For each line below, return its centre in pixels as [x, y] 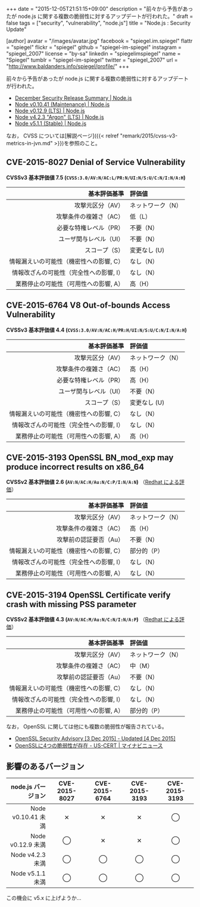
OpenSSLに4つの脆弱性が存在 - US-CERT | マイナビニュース [89, 746]
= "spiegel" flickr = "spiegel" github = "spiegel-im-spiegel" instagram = [94, 47]
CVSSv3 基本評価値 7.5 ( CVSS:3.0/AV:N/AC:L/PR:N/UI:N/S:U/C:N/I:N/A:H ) [96, 177]
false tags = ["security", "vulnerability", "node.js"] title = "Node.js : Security [99, 23]
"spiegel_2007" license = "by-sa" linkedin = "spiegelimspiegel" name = [93, 53]
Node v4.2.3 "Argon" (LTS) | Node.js [59, 117]
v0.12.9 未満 [28, 845]
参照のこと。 [85, 143]
